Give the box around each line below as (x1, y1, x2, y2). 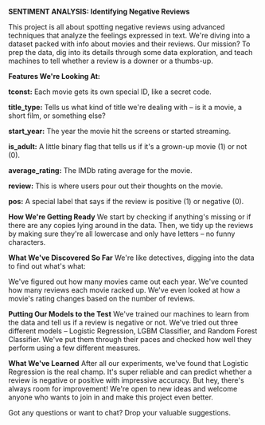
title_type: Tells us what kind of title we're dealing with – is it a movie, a (8, 103, 243, 112)
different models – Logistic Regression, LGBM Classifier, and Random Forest (8, 326, 258, 336)
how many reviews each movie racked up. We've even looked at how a (8, 285, 240, 294)
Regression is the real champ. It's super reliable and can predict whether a (8, 367, 252, 376)
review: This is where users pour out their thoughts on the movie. (8, 181, 224, 191)
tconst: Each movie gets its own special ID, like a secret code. (8, 87, 212, 96)
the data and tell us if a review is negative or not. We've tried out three (8, 318, 239, 327)
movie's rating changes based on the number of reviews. (8, 294, 195, 303)
